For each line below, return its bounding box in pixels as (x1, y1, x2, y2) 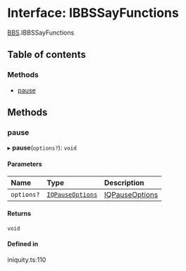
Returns (7, 210, 32, 218)
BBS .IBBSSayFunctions (7, 28, 75, 37)
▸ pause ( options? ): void (7, 143, 77, 152)
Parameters (7, 159, 42, 168)
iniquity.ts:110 (7, 255, 46, 264)
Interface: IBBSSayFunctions (7, 5, 180, 21)
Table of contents (7, 49, 86, 61)
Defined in (7, 240, 39, 248)
